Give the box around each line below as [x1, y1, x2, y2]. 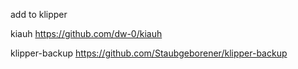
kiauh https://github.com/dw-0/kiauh [10, 28, 163, 39]
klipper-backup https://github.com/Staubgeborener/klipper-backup [10, 47, 288, 59]
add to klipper [10, 9, 68, 20]
